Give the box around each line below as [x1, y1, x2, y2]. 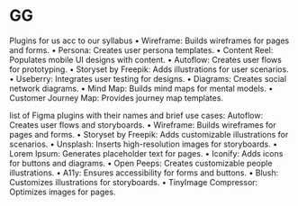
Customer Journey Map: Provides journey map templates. [9, 92, 223, 103]
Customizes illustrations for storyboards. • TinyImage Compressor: [9, 176, 258, 187]
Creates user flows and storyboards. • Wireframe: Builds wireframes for [9, 119, 276, 130]
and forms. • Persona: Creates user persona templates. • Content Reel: [9, 44, 274, 55]
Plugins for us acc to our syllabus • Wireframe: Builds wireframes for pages [9, 35, 290, 46]
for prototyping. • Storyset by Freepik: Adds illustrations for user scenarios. [9, 64, 290, 75]
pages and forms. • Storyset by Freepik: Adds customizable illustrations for [9, 129, 289, 139]
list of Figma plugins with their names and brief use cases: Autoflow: [9, 110, 264, 121]
